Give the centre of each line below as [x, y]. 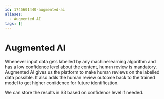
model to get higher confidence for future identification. [62, 83]
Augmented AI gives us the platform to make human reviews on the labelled [82, 72]
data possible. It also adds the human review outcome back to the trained [80, 78]
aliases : [14, 14]
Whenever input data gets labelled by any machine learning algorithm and [81, 62]
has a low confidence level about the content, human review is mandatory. [81, 67]
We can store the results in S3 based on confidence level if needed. [74, 93]
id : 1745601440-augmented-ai [35, 10]
